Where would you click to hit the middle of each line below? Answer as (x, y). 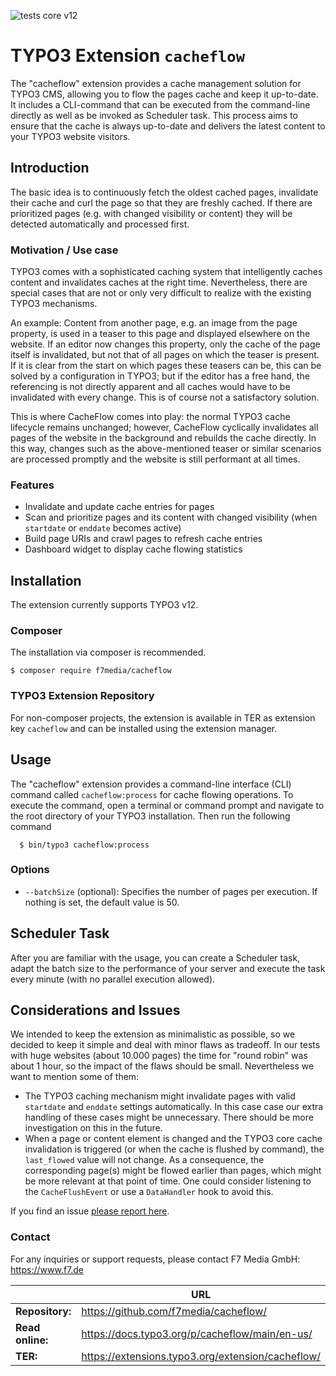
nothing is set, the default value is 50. (102, 902)
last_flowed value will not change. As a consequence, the (144, 1160)
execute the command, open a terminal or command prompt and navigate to (167, 805)
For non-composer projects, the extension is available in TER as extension (163, 717)
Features (32, 485)
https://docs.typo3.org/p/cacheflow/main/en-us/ (197, 1333)
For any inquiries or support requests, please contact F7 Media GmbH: (155, 1259)
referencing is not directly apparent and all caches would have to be (150, 387)
